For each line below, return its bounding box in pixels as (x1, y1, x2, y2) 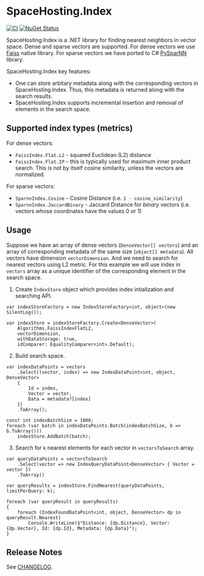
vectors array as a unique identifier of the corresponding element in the (6, 267, 186, 274)
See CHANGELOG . (6, 563, 53, 571)
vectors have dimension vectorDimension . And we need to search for (6, 254, 178, 261)
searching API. (15, 292, 52, 299)
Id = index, (28, 385, 59, 392)
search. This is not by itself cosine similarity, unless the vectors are (15, 164, 184, 172)
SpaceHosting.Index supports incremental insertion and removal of (15, 99, 184, 106)
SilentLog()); (6, 309, 43, 315)
